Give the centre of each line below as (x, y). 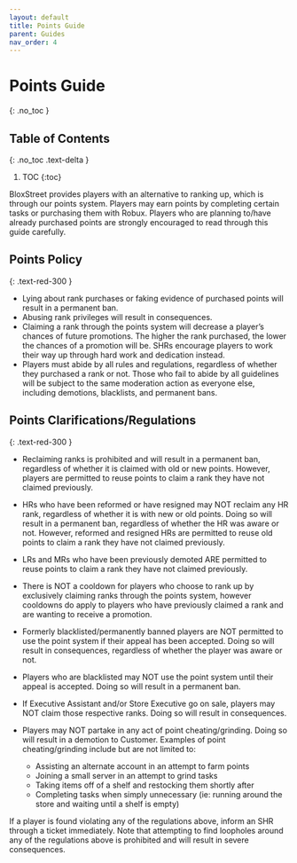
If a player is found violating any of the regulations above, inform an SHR (141, 820)
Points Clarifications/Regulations (103, 421)
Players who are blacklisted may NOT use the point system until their (148, 677)
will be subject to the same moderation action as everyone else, (138, 383)
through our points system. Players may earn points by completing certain (144, 204)
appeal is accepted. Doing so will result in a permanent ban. (131, 686)
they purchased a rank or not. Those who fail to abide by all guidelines (150, 373)
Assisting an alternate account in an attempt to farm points (142, 766)
